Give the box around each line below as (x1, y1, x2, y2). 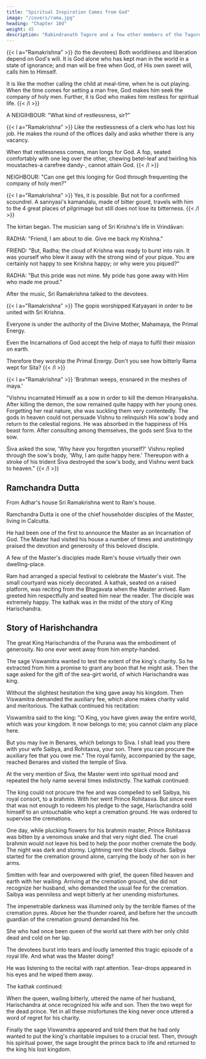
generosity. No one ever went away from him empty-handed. (6, 645, 161, 653)
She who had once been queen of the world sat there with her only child (6, 927, 189, 934)
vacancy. (6, 136, 29, 144)
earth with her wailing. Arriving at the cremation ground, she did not (6, 877, 178, 885)
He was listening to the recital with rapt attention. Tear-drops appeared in (6, 964, 192, 971)
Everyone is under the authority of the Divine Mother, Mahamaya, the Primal (6, 320, 198, 328)
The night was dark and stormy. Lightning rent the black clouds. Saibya (6, 846, 186, 853)
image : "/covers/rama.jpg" (6, 15, 75, 21)
